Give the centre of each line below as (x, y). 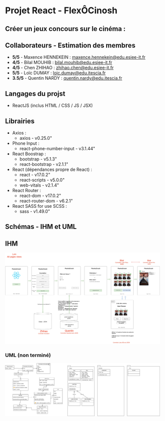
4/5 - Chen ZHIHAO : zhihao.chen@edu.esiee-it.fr (63, 68)
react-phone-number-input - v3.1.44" (57, 149)
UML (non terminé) (28, 355)
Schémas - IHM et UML (41, 227)
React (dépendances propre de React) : (52, 169)
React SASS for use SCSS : (40, 206)
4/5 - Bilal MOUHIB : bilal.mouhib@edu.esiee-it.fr (62, 63)
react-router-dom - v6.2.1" (46, 201)
